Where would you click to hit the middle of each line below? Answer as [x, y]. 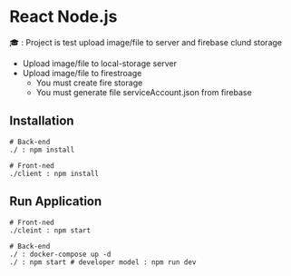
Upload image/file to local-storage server [99, 63]
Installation [42, 121]
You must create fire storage [89, 83]
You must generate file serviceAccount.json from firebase [144, 92]
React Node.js [63, 17]
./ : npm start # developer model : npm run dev [103, 262]
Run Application [56, 202]
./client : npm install [54, 173]
